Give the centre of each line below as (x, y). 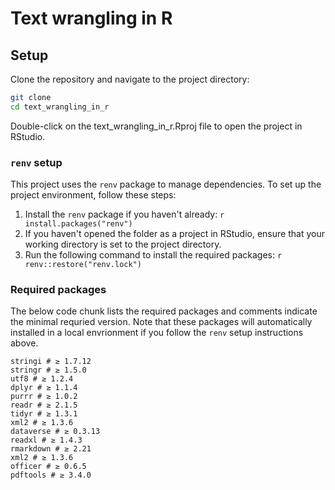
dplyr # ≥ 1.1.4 (44, 388)
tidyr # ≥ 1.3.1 (44, 414)
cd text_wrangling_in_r (60, 107)
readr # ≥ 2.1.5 (44, 405)
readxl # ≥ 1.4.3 (46, 440)
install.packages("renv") (78, 224)
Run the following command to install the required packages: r (153, 255)
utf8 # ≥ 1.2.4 (42, 379)
